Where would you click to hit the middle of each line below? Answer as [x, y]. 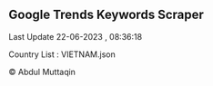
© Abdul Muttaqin [42, 72]
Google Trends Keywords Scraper [106, 15]
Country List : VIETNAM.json [62, 54]
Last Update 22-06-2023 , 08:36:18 [76, 36]
